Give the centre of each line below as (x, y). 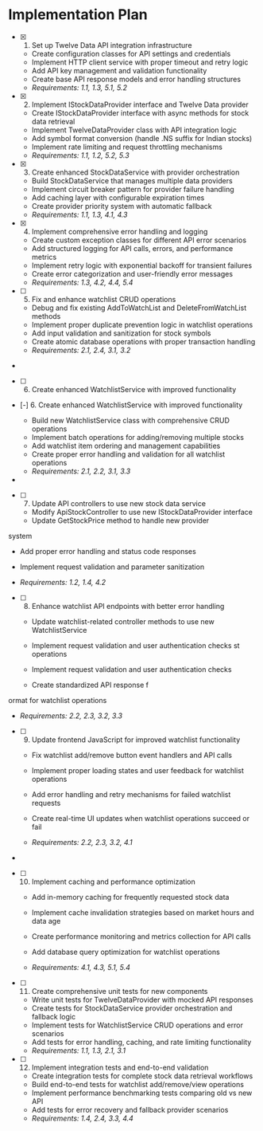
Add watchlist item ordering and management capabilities (126, 446)
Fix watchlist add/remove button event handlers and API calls (132, 755)
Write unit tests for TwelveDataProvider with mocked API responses (142, 999)
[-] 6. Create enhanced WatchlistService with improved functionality (131, 405)
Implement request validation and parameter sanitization (112, 567)
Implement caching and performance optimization (114, 882)
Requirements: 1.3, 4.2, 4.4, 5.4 (82, 282)
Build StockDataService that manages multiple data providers (132, 180)
